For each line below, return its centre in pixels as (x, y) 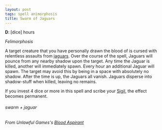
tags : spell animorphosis (31, 14)
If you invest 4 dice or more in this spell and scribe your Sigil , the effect (76, 91)
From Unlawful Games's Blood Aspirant (44, 122)
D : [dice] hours (20, 32)
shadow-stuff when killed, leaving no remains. (51, 82)
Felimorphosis (19, 42)
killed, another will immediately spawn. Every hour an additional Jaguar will (80, 66)
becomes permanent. (26, 96)
